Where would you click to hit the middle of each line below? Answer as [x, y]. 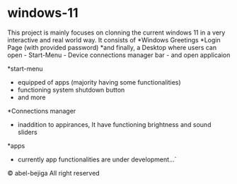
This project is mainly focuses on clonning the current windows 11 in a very [116, 32]
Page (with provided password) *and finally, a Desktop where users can [112, 47]
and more [31, 97]
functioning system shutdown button [71, 90]
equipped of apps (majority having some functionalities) [99, 82]
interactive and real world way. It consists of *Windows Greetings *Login [114, 39]
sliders [27, 132]
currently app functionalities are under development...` [97, 159]
